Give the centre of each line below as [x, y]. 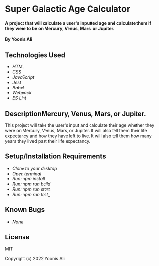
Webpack [22, 93]
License [17, 237]
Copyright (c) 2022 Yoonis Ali [35, 259]
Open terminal [27, 174]
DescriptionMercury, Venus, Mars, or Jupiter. [76, 113]
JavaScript [23, 77]
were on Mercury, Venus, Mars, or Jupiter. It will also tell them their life [76, 131]
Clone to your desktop [34, 168]
